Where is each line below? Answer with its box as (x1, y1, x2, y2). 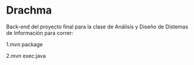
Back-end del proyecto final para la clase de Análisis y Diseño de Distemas (6, 23, 188, 30)
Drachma (6, 4, 52, 17)
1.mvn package (6, 41, 43, 48)
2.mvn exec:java (6, 52, 46, 59)
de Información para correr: (6, 29, 74, 36)
